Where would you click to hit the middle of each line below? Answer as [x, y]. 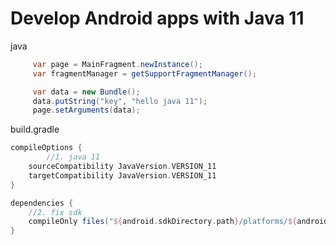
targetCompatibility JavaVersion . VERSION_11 [122, 175]
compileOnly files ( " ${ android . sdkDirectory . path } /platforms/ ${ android [178, 222]
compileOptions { [46, 148]
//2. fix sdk [55, 212]
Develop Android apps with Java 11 [157, 18]
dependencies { [42, 203]
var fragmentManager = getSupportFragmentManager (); [144, 73]
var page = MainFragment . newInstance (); [117, 64]
